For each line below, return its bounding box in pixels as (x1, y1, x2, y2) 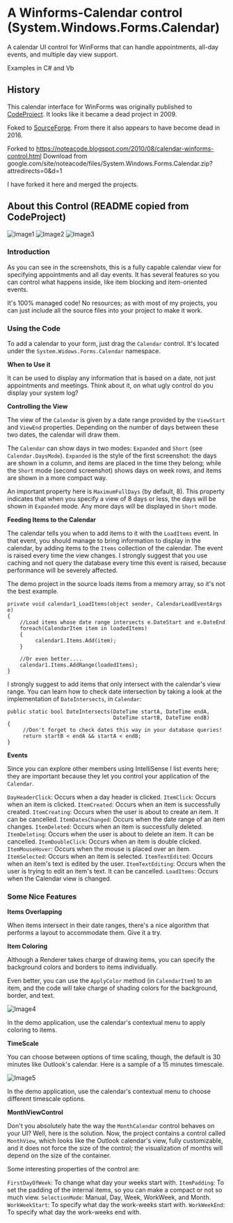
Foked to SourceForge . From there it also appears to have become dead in (7, 123, 220, 132)
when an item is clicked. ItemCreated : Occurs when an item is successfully (7, 800, 221, 809)
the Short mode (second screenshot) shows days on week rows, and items (7, 466, 222, 475)
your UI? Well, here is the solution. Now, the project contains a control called (7, 1129, 226, 1138)
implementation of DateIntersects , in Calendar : (7, 695, 142, 703)
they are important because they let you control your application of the (7, 772, 210, 781)
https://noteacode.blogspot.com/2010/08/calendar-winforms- (35, 144, 214, 153)
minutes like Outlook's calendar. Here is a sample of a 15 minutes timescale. (7, 1060, 225, 1069)
